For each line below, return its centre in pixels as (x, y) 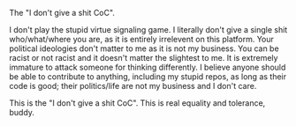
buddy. (22, 112)
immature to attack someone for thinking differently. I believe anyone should (148, 67)
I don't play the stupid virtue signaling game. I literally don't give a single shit (148, 30)
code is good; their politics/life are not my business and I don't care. (133, 86)
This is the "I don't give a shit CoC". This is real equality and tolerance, (137, 103)
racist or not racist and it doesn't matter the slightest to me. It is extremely (144, 58)
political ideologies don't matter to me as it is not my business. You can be (144, 48)
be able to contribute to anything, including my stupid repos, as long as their (148, 77)
